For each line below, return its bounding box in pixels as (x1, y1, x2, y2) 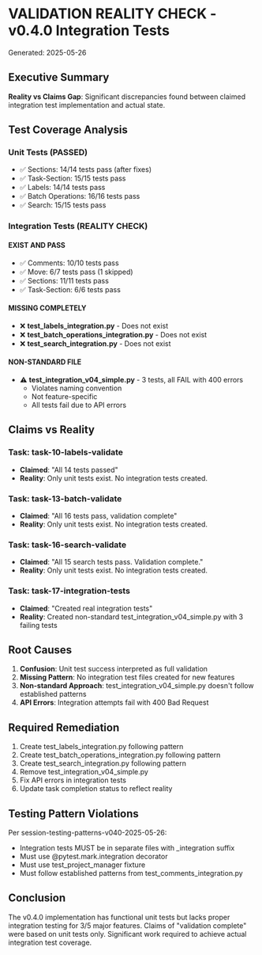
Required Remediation (8, 721, 120, 734)
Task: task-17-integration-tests (8, 585, 130, 596)
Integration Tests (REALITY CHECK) (8, 221, 148, 232)
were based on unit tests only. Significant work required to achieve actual (8, 929, 247, 938)
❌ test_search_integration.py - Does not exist (19, 338, 171, 348)
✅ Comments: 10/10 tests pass (19, 258, 120, 268)
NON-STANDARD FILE (8, 357, 82, 367)
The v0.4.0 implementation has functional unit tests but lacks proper (8, 912, 230, 922)
